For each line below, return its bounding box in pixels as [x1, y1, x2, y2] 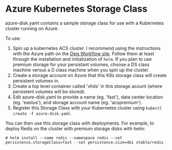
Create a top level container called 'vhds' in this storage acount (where [12, 83, 163, 89]
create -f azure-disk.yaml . [12, 110, 72, 116]
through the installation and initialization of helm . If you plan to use [12, 56, 152, 62]
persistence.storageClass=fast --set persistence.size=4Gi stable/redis [5, 140, 164, 145]
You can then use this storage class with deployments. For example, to [5, 120, 155, 126]
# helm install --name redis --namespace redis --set [5, 135, 123, 140]
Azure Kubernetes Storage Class [5, 3, 147, 15]
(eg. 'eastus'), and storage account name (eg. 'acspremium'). [12, 99, 142, 105]
